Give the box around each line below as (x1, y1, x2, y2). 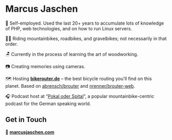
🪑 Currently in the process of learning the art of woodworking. (5, 51, 139, 57)
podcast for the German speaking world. (5, 101, 91, 107)
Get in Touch (5, 115, 47, 124)
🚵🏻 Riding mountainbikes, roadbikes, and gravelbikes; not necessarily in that (5, 35, 167, 42)
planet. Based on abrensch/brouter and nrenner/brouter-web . (5, 83, 135, 89)
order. (5, 41, 18, 47)
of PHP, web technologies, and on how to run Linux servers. (5, 25, 132, 31)
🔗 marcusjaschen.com (5, 129, 55, 135)
